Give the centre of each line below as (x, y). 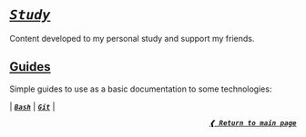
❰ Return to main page (253, 123)
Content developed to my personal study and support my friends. (132, 38)
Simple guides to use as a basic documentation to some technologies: (141, 89)
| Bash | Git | (32, 106)
